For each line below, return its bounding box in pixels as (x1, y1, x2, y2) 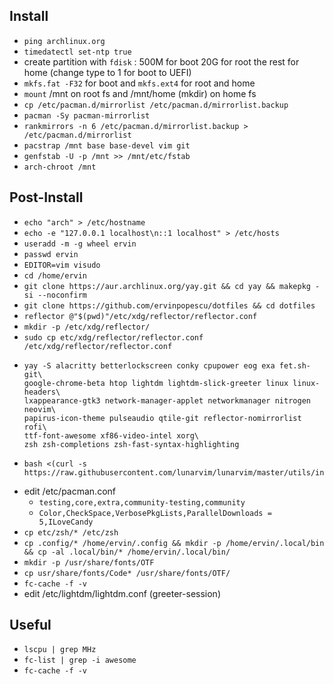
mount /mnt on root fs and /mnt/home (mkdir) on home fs (23, 87, 257, 99)
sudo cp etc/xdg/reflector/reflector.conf (23, 332, 204, 343)
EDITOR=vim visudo (23, 260, 101, 270)
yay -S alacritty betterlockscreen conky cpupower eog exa (23, 360, 276, 371)
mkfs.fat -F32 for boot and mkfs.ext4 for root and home (23, 77, 256, 89)
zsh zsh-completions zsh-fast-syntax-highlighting (23, 439, 240, 449)
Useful (9, 617, 52, 634)
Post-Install (9, 189, 84, 206)
